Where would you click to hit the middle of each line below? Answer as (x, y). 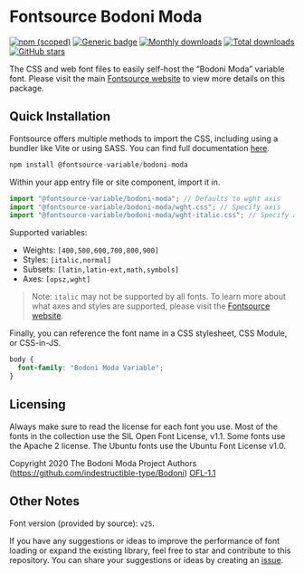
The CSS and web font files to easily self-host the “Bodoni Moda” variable (147, 69)
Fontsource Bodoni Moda (106, 17)
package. (27, 88)
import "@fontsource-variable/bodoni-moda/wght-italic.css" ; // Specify (149, 215)
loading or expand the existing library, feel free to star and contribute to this (150, 550)
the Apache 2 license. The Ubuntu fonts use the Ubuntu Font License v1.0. (148, 445)
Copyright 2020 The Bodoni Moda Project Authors (103, 463)
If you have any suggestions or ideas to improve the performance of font (145, 541)
